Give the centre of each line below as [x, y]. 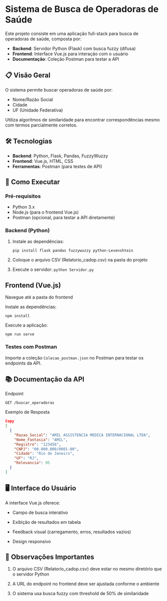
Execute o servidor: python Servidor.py [53, 269]
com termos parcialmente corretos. [41, 125]
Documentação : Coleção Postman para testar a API [66, 59]
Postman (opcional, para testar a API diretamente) [64, 218]
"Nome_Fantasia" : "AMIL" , [41, 440]
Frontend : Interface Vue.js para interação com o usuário [70, 54]
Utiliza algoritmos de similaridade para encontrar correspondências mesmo [83, 120]
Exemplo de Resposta [27, 412]
